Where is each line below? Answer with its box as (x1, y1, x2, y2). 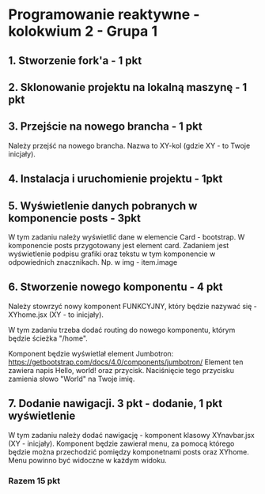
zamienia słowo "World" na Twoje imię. (8, 374, 135, 383)
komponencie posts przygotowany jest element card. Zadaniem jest (8, 240, 229, 250)
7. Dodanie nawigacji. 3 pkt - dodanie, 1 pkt (8, 397, 223, 410)
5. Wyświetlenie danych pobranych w (8, 199, 198, 213)
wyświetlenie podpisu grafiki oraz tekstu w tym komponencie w (8, 249, 216, 258)
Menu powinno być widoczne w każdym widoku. (8, 455, 168, 465)
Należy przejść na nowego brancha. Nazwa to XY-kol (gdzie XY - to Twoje (8, 141, 251, 150)
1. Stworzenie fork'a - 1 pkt (8, 54, 142, 67)
